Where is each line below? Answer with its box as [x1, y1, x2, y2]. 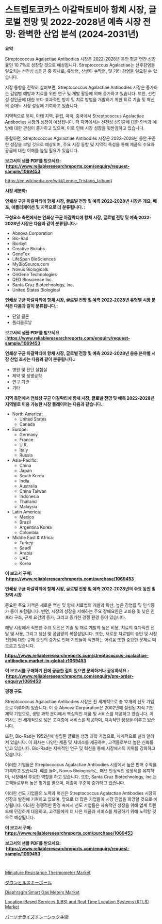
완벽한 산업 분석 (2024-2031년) [17, 29, 139, 40]
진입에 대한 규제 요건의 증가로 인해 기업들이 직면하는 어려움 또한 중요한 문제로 [5, 636, 151, 643]
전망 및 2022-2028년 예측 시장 [22, 16, 141, 28]
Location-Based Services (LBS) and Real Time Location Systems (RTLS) [5, 898, 149, 905]
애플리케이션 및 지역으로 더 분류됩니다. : [11, 204, 86, 210]
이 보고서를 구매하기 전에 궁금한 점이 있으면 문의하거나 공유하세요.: [5, 667, 130, 673]
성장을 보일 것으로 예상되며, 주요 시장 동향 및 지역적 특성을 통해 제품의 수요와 [10, 141, 155, 147]
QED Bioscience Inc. [12, 276, 53, 282]
